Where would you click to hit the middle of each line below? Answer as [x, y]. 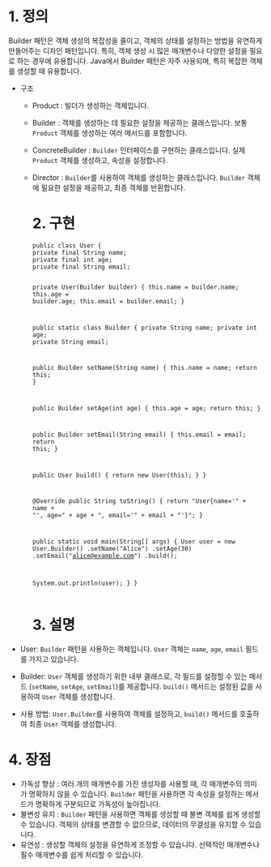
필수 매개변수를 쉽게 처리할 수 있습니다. [82, 855]
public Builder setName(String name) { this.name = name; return [144, 368]
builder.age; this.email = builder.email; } [108, 301]
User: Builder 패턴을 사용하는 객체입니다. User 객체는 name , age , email [132, 649]
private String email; [70, 341]
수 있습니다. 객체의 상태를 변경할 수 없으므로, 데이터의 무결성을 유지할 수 [133, 824]
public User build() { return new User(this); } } [119, 475]
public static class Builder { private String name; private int [144, 328]
